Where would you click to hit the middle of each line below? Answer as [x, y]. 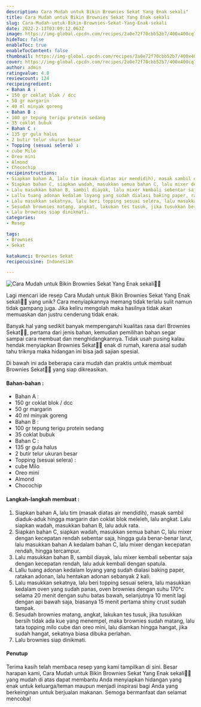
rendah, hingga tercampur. [48, 551]
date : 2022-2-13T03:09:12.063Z [45, 28]
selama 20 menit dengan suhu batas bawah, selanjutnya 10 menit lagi [100, 595]
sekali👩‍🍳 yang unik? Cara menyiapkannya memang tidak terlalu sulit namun [99, 302]
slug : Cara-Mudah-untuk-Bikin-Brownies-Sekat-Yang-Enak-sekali [87, 23]
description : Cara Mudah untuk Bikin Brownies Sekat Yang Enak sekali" [97, 12]
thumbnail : [20, 56]
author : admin [24, 67]
